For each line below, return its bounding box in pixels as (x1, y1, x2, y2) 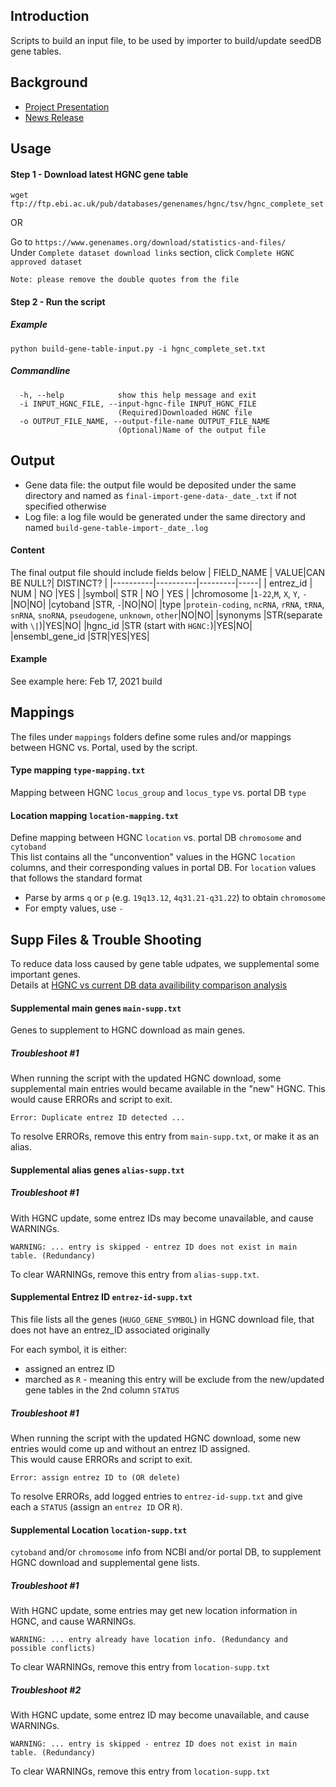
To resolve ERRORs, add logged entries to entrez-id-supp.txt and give (10, 1490, 303, 1502)
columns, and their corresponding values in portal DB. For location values (10, 862, 317, 874)
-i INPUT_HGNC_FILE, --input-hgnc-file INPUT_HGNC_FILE (19, 399, 257, 409)
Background (10, 74, 88, 91)
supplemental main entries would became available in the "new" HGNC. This (10, 1083, 326, 1095)
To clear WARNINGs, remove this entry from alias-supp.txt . (10, 1268, 260, 1280)
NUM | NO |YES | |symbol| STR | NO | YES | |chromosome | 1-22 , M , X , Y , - (10, 587, 308, 599)
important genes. (10, 969, 82, 980)
